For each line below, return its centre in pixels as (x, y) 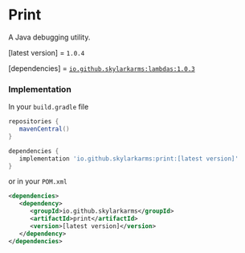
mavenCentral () (44, 129)
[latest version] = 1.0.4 (47, 52)
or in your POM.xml (38, 181)
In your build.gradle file (49, 107)
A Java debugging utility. (49, 37)
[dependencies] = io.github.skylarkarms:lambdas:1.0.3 (102, 68)
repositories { (34, 122)
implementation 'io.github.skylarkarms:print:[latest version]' (129, 159)
